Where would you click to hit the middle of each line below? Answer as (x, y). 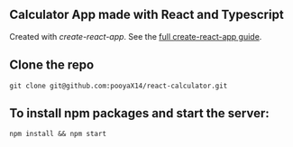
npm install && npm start (58, 134)
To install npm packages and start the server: (140, 113)
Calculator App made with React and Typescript (146, 15)
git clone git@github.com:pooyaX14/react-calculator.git (119, 86)
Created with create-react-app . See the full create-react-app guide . (136, 36)
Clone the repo (52, 65)
